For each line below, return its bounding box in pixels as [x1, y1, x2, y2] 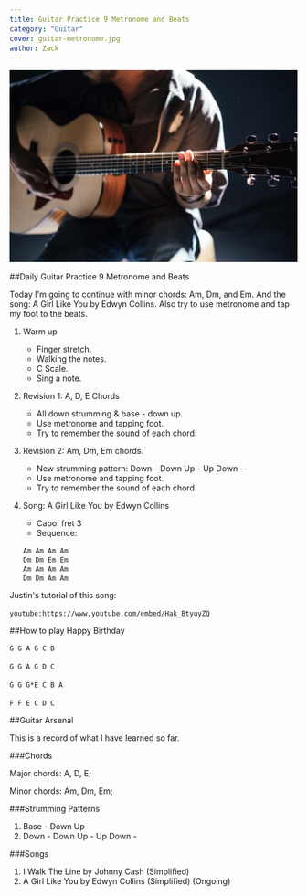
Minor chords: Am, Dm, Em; [9, 785, 113, 796]
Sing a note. [36, 373, 82, 384]
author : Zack [9, 44, 59, 53]
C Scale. [36, 364, 69, 374]
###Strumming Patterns [9, 804, 101, 815]
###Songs [9, 849, 49, 859]
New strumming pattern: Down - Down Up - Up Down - [36, 463, 244, 474]
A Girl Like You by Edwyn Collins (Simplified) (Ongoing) [22, 876, 231, 887]
